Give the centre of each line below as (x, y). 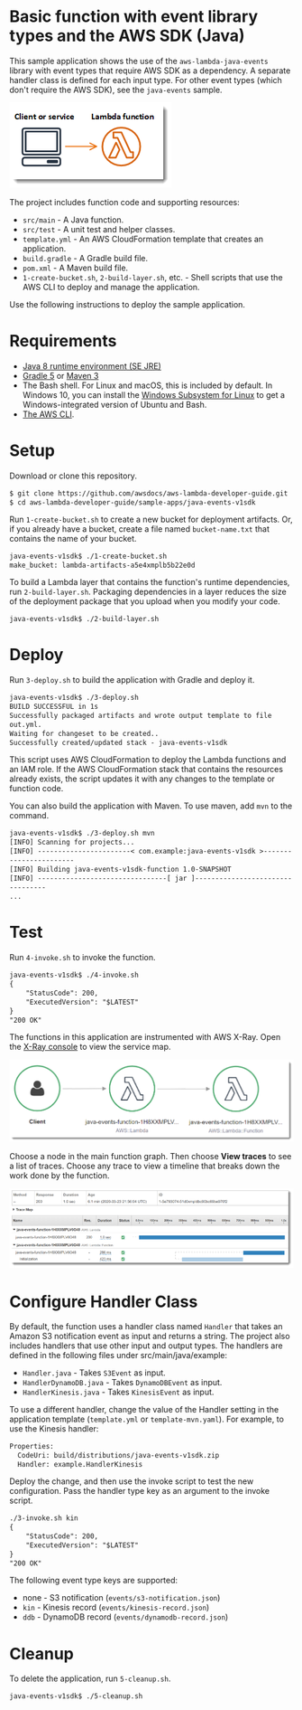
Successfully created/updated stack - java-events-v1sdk (119, 742)
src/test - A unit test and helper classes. (99, 229)
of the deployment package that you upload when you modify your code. (145, 601)
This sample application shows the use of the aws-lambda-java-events (139, 61)
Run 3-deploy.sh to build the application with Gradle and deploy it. (132, 679)
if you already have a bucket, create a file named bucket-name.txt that (140, 529)
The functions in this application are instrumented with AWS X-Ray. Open (145, 1036)
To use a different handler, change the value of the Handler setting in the (144, 1410)
